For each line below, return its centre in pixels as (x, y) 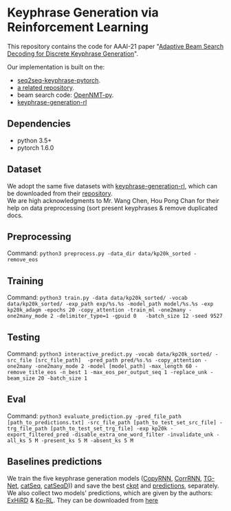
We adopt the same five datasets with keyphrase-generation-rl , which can (112, 186)
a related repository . (45, 87)
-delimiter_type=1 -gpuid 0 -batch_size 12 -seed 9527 (140, 316)
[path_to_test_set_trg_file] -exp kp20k (109, 428)
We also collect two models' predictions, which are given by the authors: (110, 492)
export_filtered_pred (38, 435)
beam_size (21, 378)
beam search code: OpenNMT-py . (65, 95)
